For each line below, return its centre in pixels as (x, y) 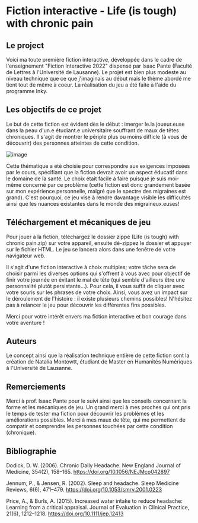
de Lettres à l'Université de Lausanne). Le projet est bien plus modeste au (96, 72)
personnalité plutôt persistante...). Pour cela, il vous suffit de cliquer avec (95, 286)
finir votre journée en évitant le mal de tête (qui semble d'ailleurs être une (96, 279)
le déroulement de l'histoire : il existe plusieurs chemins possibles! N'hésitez (99, 298)
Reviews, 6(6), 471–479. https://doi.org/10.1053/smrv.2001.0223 (84, 490)
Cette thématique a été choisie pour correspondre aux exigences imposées (98, 166)
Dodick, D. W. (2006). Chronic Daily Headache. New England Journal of (93, 465)
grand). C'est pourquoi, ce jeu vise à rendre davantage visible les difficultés (98, 197)
